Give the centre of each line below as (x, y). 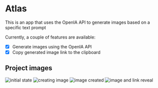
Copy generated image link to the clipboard (56, 52)
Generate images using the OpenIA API (52, 46)
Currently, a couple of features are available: (50, 37)
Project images (29, 68)
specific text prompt (26, 27)
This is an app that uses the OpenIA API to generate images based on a (78, 22)
